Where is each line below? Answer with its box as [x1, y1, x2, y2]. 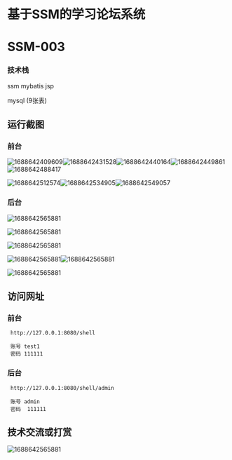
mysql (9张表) [7, 96, 48, 104]
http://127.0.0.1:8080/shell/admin [10, 384, 114, 391]
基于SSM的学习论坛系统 [7, 6, 146, 22]
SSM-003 [7, 39, 65, 55]
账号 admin [10, 398, 40, 405]
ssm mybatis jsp [7, 81, 55, 90]
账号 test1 [10, 343, 40, 351]
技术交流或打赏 [7, 426, 72, 438]
